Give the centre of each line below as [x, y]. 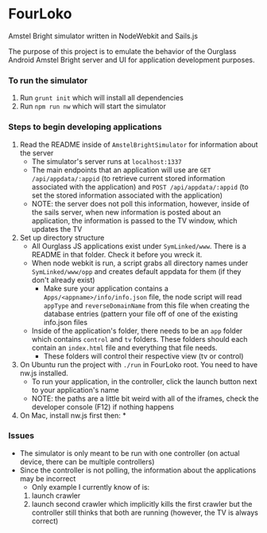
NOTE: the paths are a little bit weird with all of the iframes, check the [145, 398]
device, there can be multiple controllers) [87, 461]
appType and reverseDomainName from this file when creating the [147, 305]
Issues [21, 436]
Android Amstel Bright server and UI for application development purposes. [132, 60]
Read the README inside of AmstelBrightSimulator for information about [139, 144]
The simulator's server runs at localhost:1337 [106, 161]
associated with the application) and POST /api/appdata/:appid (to [140, 186]
